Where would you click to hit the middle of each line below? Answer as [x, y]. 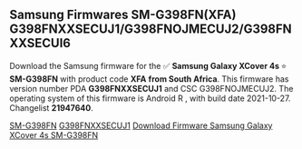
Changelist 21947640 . [51, 107]
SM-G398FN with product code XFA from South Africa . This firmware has [149, 79]
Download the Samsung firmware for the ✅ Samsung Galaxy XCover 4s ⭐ [148, 65]
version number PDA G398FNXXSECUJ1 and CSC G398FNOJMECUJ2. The [151, 88]
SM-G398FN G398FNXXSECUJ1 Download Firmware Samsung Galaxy [141, 125]
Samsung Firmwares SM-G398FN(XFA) [123, 15]
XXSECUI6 [40, 43]
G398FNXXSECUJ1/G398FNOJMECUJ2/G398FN [151, 30]
